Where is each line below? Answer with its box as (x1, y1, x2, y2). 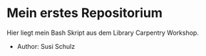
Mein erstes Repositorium (6, 5, 163, 21)
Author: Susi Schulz (16, 42, 76, 50)
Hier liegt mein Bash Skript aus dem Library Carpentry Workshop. (6, 28, 199, 37)
